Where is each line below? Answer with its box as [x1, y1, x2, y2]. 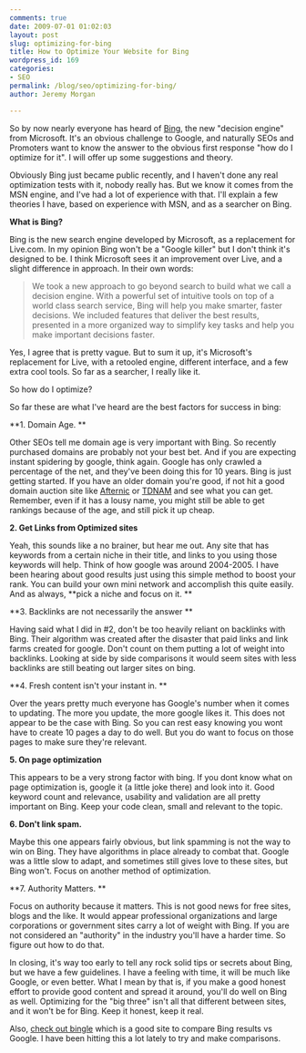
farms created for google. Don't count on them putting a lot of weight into [9, 643, 285, 654]
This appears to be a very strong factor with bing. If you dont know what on [9, 771, 293, 782]
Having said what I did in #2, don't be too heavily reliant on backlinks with [9, 624, 286, 635]
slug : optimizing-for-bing [9, 38, 112, 48]
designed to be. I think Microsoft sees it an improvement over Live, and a [9, 253, 282, 264]
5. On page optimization [9, 754, 102, 765]
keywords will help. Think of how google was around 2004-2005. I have [9, 559, 280, 570]
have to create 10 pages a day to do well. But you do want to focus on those [9, 727, 294, 738]
